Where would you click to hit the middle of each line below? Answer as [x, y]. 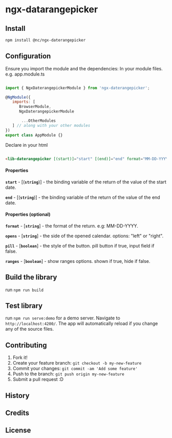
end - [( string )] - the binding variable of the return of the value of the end [83, 197]
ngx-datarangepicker [52, 9]
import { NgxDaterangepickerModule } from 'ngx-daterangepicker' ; [78, 88]
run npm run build [24, 290]
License [18, 431]
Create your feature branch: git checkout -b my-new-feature [77, 363]
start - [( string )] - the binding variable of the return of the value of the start [86, 182]
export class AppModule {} [34, 135]
